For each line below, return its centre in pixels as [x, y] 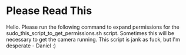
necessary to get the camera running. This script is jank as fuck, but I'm [93, 39]
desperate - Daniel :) [31, 46]
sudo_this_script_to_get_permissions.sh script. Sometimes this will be [90, 33]
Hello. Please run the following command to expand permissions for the [93, 27]
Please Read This [49, 11]
